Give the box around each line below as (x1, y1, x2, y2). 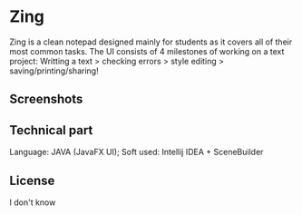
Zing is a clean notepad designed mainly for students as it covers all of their (9, 36, 293, 47)
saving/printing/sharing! (9, 65, 99, 76)
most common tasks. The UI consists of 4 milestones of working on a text (9, 45, 285, 56)
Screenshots (9, 92, 83, 107)
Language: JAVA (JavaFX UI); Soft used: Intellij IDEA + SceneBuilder (9, 147, 264, 158)
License (9, 172, 55, 188)
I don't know (9, 197, 56, 208)
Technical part (9, 122, 93, 138)
